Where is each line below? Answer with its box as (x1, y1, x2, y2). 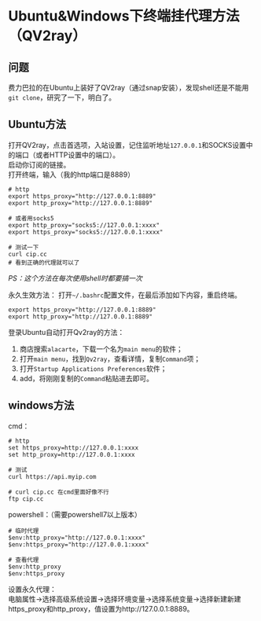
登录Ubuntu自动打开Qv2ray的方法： (8, 327, 125, 336)
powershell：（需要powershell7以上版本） (8, 509, 142, 519)
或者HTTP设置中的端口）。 (35, 150, 120, 160)
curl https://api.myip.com (8, 472, 97, 480)
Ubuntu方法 (8, 118, 67, 131)
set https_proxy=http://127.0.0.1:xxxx (8, 443, 139, 452)
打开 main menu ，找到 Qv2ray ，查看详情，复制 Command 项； (19, 354, 201, 363)
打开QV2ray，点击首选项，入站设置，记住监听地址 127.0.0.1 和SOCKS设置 (8, 140, 246, 149)
